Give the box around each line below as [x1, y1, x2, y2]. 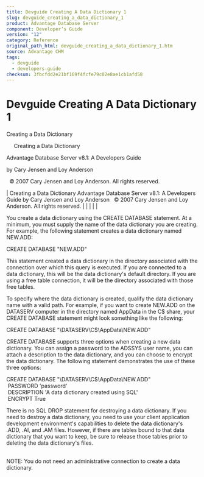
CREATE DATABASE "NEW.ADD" [6, 246, 87, 253]
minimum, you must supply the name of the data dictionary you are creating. [6, 221, 198, 228]
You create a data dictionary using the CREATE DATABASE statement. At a [6, 214, 192, 222]
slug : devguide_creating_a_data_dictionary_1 [6, 15, 124, 21]
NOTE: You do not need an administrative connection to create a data [6, 458, 181, 465]
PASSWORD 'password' [7, 382, 68, 390]
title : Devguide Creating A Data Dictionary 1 [6, 9, 127, 15]
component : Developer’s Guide [6, 26, 83, 32]
